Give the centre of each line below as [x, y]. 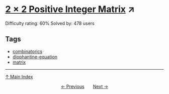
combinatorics [27, 51]
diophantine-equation [35, 57]
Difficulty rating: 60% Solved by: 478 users [50, 23]
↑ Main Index [19, 76]
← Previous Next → [84, 86]
